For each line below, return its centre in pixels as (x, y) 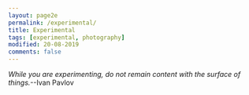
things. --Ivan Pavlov (41, 82)
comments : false (35, 52)
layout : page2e (33, 15)
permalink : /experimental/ (52, 23)
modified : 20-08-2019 (44, 45)
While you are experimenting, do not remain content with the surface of (124, 74)
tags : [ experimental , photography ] (67, 37)
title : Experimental (42, 30)
